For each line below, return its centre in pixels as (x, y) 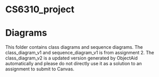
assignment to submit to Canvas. (40, 69)
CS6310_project (40, 9)
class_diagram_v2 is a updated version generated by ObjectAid (72, 58)
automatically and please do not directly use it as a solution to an (74, 64)
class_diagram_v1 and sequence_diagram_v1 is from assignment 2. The (80, 53)
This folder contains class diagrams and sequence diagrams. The (74, 47)
